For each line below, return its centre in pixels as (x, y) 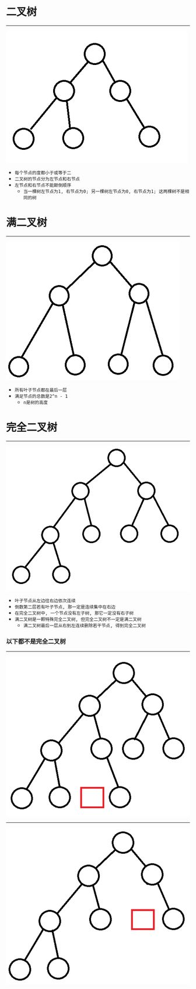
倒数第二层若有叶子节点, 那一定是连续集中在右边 (65, 607)
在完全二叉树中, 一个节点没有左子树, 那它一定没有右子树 (74, 613)
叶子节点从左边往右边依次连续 (45, 600)
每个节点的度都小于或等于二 (43, 173)
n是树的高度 (36, 402)
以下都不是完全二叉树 (36, 641)
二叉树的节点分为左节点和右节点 (47, 179)
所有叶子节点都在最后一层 (41, 390)
